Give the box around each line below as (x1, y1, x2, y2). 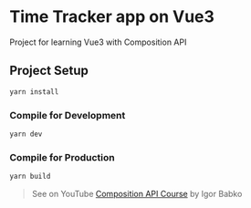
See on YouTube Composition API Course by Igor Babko (31, 188, 243, 199)
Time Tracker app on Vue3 (9, 6, 214, 27)
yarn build (9, 172, 51, 182)
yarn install (9, 87, 59, 97)
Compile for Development (9, 109, 126, 121)
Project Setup (9, 63, 89, 78)
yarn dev (9, 130, 43, 139)
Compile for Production (9, 151, 116, 163)
